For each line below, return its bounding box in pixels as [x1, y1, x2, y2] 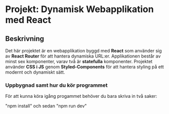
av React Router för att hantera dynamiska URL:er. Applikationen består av [5, 53, 161, 59]
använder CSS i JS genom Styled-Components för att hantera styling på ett [5, 64, 164, 70]
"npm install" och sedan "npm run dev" [5, 103, 87, 109]
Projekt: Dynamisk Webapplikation [5, 4, 154, 15]
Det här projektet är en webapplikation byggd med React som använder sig [5, 48, 162, 53]
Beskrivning [5, 34, 45, 43]
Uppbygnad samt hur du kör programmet [5, 82, 108, 89]
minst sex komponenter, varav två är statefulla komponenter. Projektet [5, 59, 153, 64]
